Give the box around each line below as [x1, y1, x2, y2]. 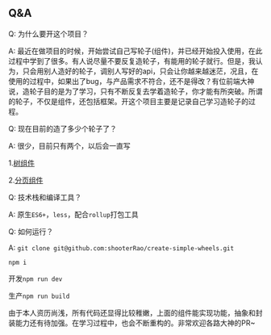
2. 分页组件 [8, 175, 44, 185]
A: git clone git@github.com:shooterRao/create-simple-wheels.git [8, 242, 235, 253]
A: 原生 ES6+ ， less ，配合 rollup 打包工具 [8, 209, 139, 219]
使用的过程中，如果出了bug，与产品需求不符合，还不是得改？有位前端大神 [8, 76, 255, 86]
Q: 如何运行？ [8, 226, 54, 237]
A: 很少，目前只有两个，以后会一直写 [8, 140, 131, 150]
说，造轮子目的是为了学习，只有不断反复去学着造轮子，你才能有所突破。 [8, 86, 248, 96]
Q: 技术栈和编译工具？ [8, 192, 82, 202]
